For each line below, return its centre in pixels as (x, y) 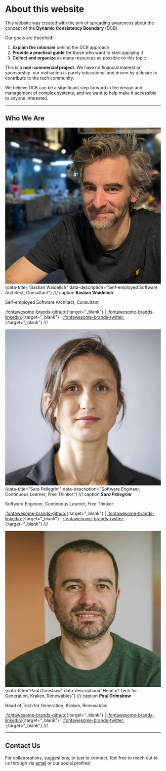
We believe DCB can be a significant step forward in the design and (74, 87)
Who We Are (25, 118)
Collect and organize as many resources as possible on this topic (79, 57)
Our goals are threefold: (29, 38)
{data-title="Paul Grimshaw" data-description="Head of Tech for (71, 690)
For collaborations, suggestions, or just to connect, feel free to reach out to (82, 758)
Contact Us (23, 746)
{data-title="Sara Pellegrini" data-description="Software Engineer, (73, 489)
